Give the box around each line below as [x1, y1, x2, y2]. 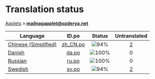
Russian [8, 57, 27, 64]
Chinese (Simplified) [8, 41, 57, 48]
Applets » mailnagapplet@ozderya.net [5, 20, 89, 26]
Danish [8, 49, 24, 56]
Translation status [5, 4, 84, 15]
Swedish [8, 65, 29, 72]
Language [19, 32, 45, 39]
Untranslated [115, 32, 148, 39]
